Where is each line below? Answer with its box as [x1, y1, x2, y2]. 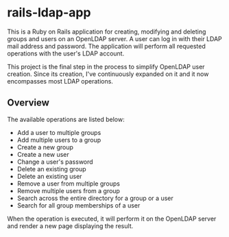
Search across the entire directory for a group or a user [16, 194, 173, 202]
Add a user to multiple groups [16, 128, 101, 136]
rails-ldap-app [7, 5, 91, 21]
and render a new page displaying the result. [7, 221, 134, 230]
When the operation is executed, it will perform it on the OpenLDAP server [7, 214, 217, 223]
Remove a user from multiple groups [16, 179, 120, 188]
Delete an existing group [16, 164, 87, 173]
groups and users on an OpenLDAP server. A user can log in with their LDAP [7, 34, 223, 42]
